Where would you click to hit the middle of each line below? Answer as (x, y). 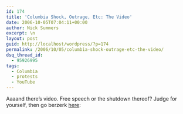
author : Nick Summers (33, 28)
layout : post (22, 39)
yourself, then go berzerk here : (43, 105)
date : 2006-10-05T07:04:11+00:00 (47, 22)
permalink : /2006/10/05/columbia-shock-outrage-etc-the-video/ (85, 50)
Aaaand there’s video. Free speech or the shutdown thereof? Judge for (92, 99)
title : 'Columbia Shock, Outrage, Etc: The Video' (69, 17)
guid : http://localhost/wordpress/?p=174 (57, 44)
